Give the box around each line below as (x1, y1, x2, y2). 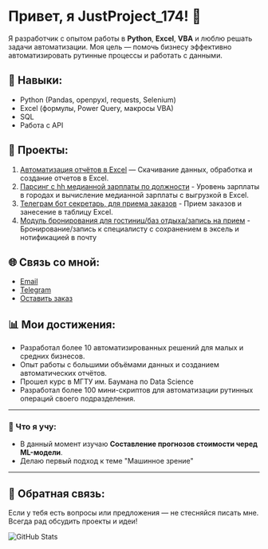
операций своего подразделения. (19, 394, 136, 404)
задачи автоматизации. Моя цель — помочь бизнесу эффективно (8, 41, 232, 51)
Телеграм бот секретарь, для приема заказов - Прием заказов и (19, 199, 242, 208)
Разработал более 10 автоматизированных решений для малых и (19, 343, 244, 353)
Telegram (19, 285, 52, 294)
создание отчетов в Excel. (19, 173, 109, 183)
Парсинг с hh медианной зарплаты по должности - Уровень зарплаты (19, 181, 260, 191)
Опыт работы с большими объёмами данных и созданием (19, 360, 219, 369)
